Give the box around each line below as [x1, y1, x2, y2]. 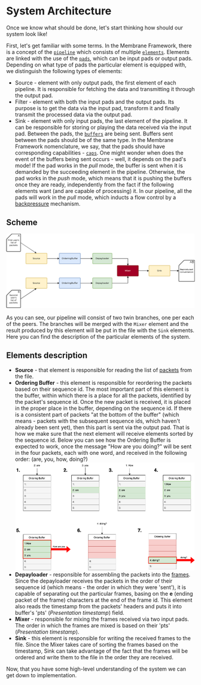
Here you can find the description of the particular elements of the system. [6, 333, 190, 340]
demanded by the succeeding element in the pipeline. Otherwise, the [14, 168, 185, 175]
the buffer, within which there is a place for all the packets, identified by [14, 391, 191, 399]
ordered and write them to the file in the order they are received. [14, 653, 173, 660]
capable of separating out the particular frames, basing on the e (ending [14, 590, 193, 597]
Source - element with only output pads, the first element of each [14, 79, 176, 86]
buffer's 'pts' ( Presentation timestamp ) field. [14, 609, 124, 616]
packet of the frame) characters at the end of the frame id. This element [14, 596, 193, 603]
